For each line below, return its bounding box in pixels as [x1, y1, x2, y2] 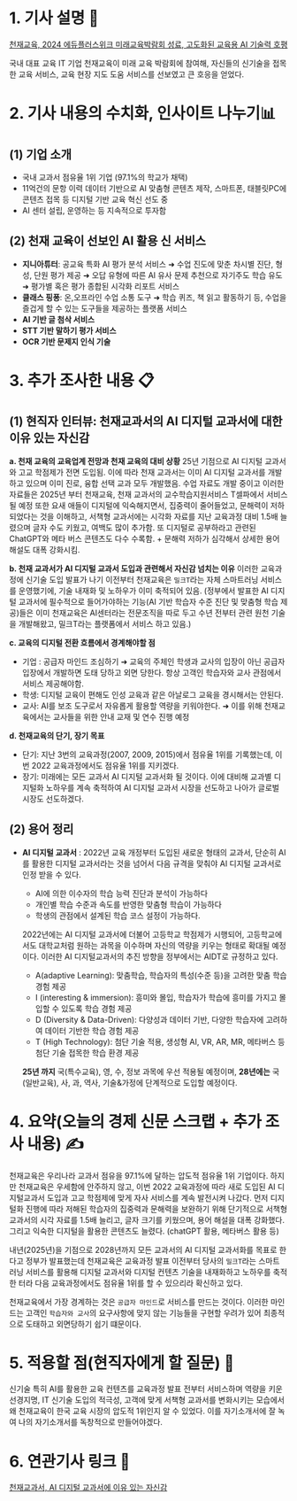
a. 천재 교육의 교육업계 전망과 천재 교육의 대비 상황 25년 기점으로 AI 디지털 [9, 455, 263, 466]
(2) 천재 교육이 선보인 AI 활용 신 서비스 [9, 234, 206, 249]
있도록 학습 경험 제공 [61, 1002, 133, 1014]
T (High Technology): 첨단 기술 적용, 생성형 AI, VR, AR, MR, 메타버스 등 [34, 1036, 286, 1047]
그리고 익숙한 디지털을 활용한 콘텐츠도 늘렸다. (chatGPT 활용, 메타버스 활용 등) [9, 1226, 280, 1236]
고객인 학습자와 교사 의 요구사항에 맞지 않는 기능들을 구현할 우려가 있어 [25, 1307, 262, 1318]
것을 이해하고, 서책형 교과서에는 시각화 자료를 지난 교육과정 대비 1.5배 [39, 511, 278, 522]
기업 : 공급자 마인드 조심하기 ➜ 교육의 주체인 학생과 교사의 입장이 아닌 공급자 [21, 656, 286, 667]
